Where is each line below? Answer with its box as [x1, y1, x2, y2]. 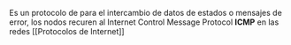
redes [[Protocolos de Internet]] [9, 26, 126, 36]
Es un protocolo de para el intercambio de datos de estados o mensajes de [9, 8, 283, 18]
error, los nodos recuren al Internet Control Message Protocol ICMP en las [9, 17, 280, 27]
